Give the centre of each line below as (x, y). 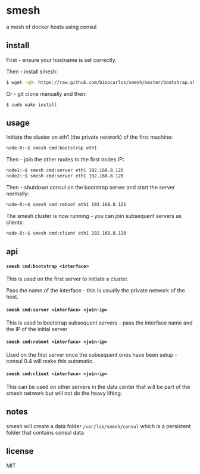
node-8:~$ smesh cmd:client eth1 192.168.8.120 (66, 233)
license (20, 451)
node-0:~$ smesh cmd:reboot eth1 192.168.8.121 (66, 205)
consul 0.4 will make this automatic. (50, 361)
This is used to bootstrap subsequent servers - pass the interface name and (99, 323)
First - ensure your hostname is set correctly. (62, 60)
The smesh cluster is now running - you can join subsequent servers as (94, 216)
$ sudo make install (32, 105)
